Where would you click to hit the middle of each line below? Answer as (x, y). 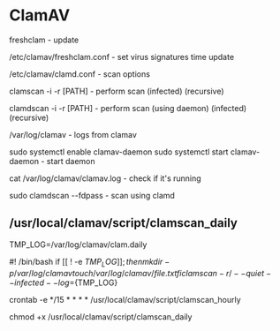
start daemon (71, 161)
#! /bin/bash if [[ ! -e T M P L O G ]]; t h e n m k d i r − (90, 263)
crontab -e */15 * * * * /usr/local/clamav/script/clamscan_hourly (125, 299)
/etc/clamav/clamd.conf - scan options (79, 74)
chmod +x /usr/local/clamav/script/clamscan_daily (101, 316)
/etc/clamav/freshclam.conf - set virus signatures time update (122, 56)
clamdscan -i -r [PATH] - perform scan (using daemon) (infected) (128, 108)
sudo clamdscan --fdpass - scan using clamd (92, 195)
